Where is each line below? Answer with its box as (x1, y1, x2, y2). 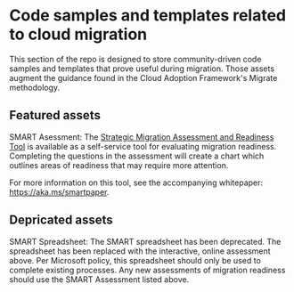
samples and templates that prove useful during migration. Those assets (9, 63, 274, 74)
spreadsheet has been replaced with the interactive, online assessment (9, 246, 271, 256)
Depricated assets (9, 213, 113, 228)
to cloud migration (9, 24, 148, 45)
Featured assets (9, 108, 101, 123)
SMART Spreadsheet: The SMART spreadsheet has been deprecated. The (9, 236, 282, 247)
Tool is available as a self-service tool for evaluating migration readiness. (9, 141, 277, 151)
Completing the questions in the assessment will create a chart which (9, 150, 265, 161)
